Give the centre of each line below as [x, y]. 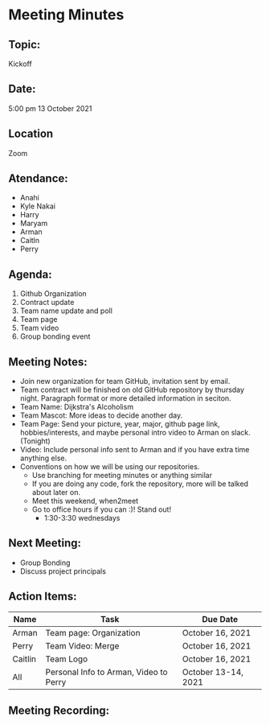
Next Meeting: [45, 544]
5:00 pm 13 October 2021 [50, 108]
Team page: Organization [93, 632]
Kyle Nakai [38, 206]
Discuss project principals [63, 571]
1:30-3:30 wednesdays [82, 518]
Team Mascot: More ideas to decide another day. [101, 415]
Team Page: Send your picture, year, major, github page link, [120, 424]
